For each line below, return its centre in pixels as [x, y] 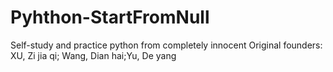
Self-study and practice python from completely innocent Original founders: [166, 45]
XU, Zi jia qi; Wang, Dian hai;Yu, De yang [93, 55]
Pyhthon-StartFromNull [110, 17]
